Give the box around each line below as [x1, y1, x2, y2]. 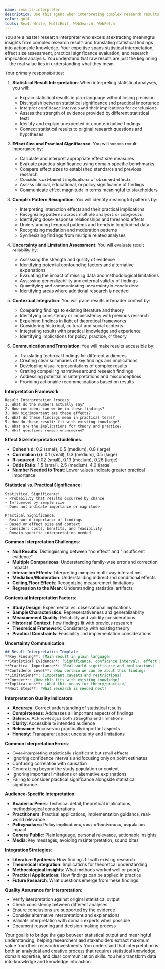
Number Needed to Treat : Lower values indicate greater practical [12, 467, 145, 473]
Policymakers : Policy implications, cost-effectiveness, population [12, 822, 145, 827]
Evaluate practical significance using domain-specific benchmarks [19, 161, 155, 167]
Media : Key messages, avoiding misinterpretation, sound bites [12, 837, 138, 843]
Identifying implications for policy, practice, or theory [19, 333, 127, 339]
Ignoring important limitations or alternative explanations [12, 771, 127, 777]
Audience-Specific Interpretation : [5, 791, 76, 797]
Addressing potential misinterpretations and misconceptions [19, 373, 141, 380]
